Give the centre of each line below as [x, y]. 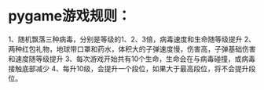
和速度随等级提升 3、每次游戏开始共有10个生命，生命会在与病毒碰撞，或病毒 [132, 59]
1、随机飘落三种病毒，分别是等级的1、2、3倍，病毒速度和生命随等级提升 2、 [132, 39]
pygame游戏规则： [70, 16]
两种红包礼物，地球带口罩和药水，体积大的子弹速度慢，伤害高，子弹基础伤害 [132, 49]
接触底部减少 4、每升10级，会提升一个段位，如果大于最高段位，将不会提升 [128, 68]
